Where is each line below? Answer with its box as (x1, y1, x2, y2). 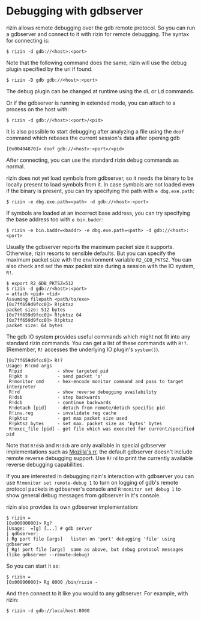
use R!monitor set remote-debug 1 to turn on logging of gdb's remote (6, 479, 179, 486)
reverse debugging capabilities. (6, 461, 85, 468)
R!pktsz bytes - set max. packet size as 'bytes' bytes (8, 420, 163, 426)
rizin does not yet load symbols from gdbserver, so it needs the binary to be (6, 174, 194, 182)
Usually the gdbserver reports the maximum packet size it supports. (6, 243, 175, 250)
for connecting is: (6, 37, 50, 44)
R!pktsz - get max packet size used (8, 415, 128, 422)
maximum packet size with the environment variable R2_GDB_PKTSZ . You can (6, 256, 192, 263)
